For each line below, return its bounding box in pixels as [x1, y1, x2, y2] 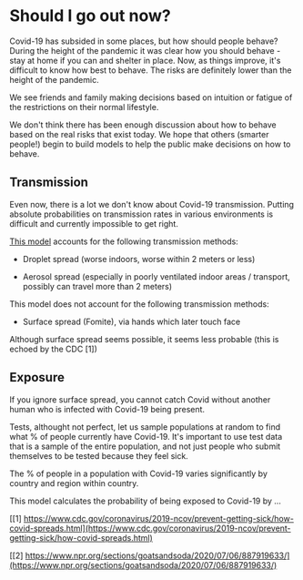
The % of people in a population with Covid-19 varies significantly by [9, 468, 268, 479]
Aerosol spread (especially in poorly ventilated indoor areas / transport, [22, 270, 291, 282]
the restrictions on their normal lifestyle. [9, 101, 159, 112]
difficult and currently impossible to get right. [9, 218, 179, 229]
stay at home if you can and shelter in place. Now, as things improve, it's [9, 55, 281, 66]
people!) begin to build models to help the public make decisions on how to [9, 138, 291, 149]
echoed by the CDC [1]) [9, 343, 98, 354]
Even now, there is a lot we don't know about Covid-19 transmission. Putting [9, 198, 294, 209]
